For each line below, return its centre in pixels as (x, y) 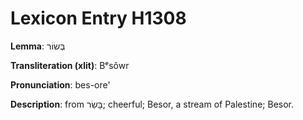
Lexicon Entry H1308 (98, 18)
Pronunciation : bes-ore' (60, 84)
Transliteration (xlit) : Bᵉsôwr (70, 65)
